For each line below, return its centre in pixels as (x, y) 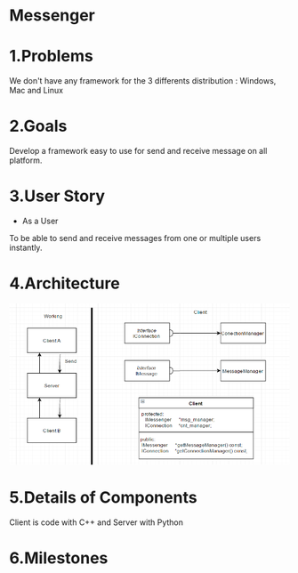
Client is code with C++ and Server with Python (97, 522)
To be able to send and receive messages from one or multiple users (135, 238)
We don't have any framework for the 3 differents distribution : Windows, (143, 81)
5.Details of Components (103, 498)
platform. (26, 160)
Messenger (52, 16)
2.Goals (38, 126)
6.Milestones (59, 558)
